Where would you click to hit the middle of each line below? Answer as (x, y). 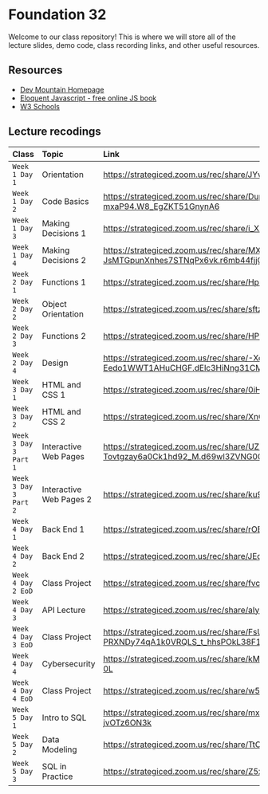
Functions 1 (64, 282)
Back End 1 (63, 529)
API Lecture (64, 610)
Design (55, 363)
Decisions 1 (64, 233)
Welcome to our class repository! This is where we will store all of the (122, 37)
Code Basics (65, 201)
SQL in (54, 766)
